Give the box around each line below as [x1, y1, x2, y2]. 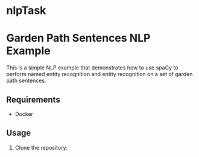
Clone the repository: [14, 144, 68, 151]
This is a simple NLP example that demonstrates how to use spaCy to [6, 64, 178, 71]
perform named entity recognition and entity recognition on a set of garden [6, 71, 193, 78]
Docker [14, 110, 34, 118]
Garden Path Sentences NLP [6, 31, 151, 45]
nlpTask [6, 4, 46, 18]
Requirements [6, 94, 60, 104]
